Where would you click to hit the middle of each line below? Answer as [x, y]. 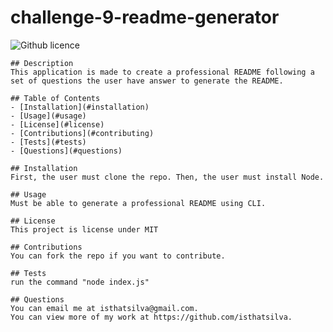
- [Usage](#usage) [48, 116]
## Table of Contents [55, 98]
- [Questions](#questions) [66, 151]
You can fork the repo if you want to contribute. [118, 256]
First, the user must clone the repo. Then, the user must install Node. [167, 177]
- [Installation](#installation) [80, 107]
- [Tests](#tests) [48, 142]
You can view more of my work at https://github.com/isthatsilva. [151, 317]
